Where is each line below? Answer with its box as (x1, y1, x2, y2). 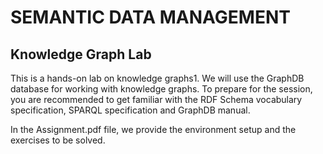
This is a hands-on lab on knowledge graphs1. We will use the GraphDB (10, 72, 305, 84)
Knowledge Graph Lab (10, 46, 152, 63)
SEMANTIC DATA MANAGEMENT (10, 6, 291, 29)
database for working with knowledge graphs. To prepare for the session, (10, 83, 313, 95)
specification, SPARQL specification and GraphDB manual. (10, 104, 251, 116)
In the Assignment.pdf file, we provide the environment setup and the (10, 124, 297, 135)
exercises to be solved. (10, 134, 106, 146)
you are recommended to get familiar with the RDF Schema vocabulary (10, 94, 303, 105)
